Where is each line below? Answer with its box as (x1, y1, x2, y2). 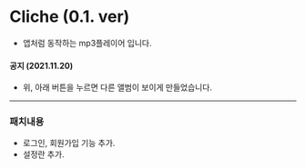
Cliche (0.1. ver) (9, 6, 130, 27)
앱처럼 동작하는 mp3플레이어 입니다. (22, 37, 152, 48)
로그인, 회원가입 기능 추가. (22, 138, 116, 149)
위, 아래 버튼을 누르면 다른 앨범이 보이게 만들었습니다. (22, 82, 212, 93)
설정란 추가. (22, 149, 66, 160)
